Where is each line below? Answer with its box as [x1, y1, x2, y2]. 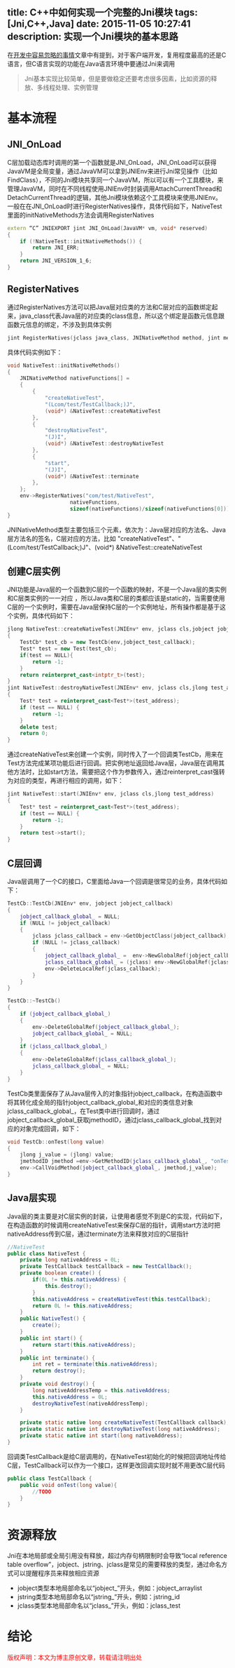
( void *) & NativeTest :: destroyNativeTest [44, 440, 164, 448]
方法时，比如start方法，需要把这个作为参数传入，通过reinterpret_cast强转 [13, 767, 225, 776]
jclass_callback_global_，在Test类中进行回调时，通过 [7, 1107, 160, 1115]
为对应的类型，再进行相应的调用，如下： [7, 776, 124, 785]
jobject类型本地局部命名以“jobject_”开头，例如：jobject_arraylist [17, 1584, 203, 1592]
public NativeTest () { [20, 1315, 86, 1322]
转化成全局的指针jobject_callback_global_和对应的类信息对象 [19, 1098, 194, 1106]
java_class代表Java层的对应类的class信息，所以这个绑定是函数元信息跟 [19, 311, 225, 320]
